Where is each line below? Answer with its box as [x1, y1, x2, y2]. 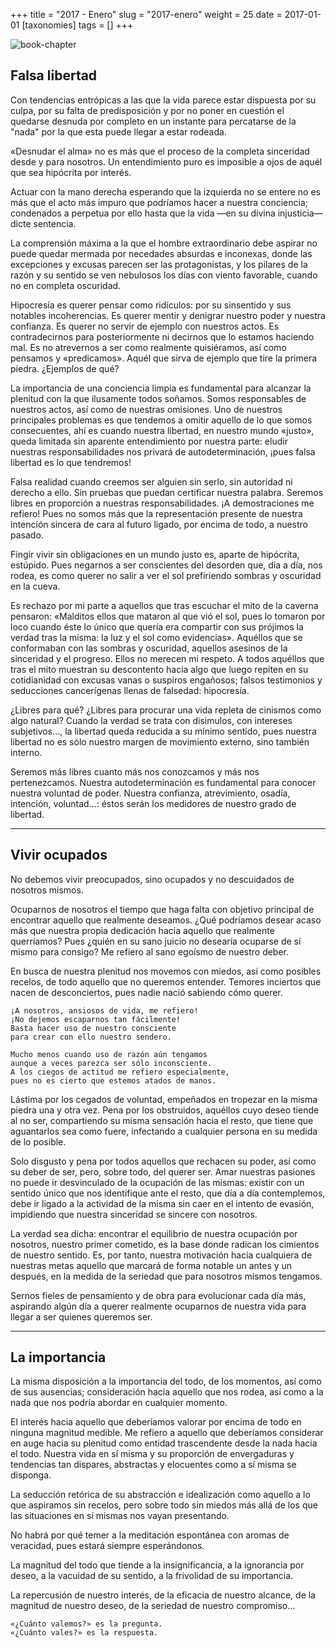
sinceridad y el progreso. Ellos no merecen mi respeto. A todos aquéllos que [10, 652, 325, 664]
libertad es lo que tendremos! [10, 456, 132, 468]
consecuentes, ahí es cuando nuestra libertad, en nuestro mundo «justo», [10, 424, 315, 436]
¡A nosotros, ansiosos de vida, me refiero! [10, 1005, 199, 1016]
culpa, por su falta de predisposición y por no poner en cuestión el [10, 104, 285, 116]
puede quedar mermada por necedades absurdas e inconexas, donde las [10, 247, 313, 259]
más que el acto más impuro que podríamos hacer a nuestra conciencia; [10, 196, 309, 208]
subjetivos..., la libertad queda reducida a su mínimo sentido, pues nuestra [10, 725, 317, 737]
